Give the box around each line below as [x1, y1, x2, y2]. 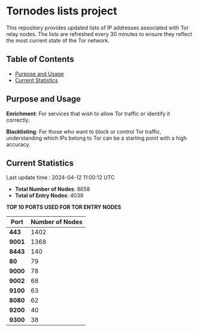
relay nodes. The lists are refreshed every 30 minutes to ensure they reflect [6, 30, 193, 37]
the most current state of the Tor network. [6, 37, 109, 44]
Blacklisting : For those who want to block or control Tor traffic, [6, 128, 162, 135]
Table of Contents [6, 54, 75, 64]
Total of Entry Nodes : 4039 [14, 192, 84, 199]
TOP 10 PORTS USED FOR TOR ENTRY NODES [6, 204, 121, 211]
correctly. [6, 116, 30, 124]
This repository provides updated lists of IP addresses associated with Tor [6, 24, 189, 31]
